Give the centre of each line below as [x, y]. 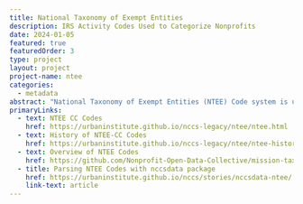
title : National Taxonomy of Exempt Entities [96, 18]
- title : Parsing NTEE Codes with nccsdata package [117, 169]
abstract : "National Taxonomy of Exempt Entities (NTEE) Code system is [149, 102]
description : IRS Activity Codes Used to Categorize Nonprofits [133, 26]
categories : [32, 85]
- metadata [38, 93]
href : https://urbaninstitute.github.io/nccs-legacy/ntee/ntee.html [157, 127]
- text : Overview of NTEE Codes [78, 152]
